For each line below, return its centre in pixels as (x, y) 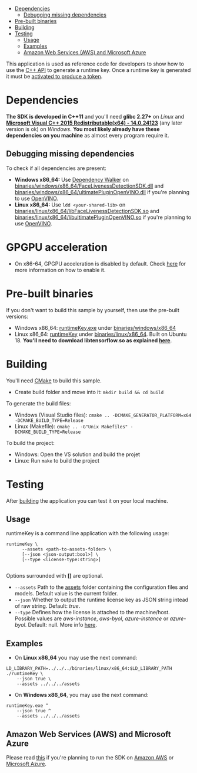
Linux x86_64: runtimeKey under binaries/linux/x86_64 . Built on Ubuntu (101, 334)
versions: (17, 316)
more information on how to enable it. (60, 270)
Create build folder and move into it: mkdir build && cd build (89, 392)
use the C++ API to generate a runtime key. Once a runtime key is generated (98, 70)
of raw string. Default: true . (47, 606)
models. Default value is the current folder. (66, 594)
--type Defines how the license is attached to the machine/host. (92, 612)
